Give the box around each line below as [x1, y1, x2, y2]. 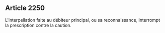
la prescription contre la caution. [5, 22, 72, 28]
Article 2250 [5, 4, 45, 12]
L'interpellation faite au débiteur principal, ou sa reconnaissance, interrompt [5, 17, 160, 23]
